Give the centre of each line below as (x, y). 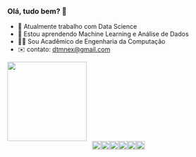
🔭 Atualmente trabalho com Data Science (77, 27)
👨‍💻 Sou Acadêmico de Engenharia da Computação (91, 42)
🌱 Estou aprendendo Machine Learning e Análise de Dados (103, 34)
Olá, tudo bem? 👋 (37, 11)
